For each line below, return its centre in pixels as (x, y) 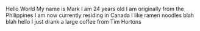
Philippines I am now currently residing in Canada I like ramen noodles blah (100, 15)
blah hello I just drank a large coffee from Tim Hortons (73, 22)
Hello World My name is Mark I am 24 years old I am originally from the (95, 9)
